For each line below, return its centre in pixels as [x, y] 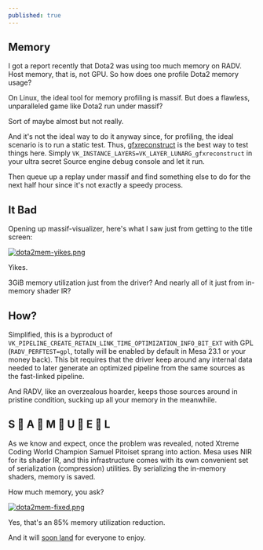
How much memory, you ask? [56, 492]
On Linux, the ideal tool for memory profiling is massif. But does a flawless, [129, 98]
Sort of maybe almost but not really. [66, 122]
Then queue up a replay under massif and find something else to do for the [130, 177]
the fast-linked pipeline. [46, 377]
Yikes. [18, 268]
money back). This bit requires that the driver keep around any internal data [130, 360]
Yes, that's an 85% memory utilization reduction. [87, 522]
